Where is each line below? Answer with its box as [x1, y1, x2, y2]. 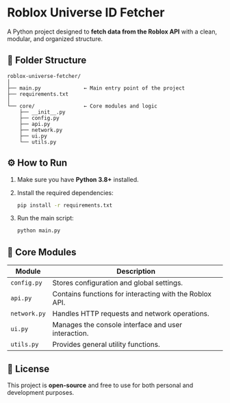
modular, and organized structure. [7, 34, 103, 42]
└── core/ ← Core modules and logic [7, 103, 157, 109]
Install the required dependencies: [16, 188, 114, 196]
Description [116, 267, 156, 276]
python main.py [16, 227, 61, 234]
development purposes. [7, 388, 75, 396]
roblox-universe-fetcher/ [7, 73, 81, 79]
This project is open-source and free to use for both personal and [7, 381, 194, 389]
